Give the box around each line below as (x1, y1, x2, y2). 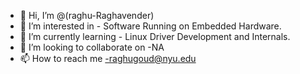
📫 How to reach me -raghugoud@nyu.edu (19, 53, 197, 64)
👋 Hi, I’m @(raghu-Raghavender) (19, 10, 155, 21)
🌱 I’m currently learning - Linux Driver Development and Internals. (19, 31, 291, 42)
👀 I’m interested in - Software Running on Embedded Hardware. (19, 20, 282, 32)
